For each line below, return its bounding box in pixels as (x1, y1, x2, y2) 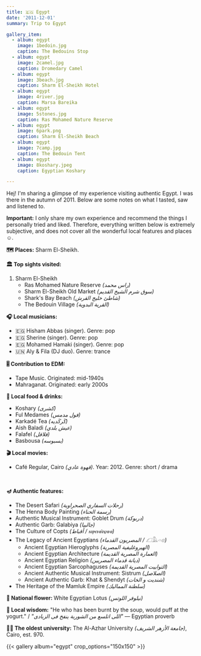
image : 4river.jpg (17, 94, 64, 100)
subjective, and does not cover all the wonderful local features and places (6, 227, 192, 235)
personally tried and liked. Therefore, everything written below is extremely (6, 221, 195, 228)
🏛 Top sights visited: (6, 261, 62, 268)
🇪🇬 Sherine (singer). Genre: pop (15, 334, 98, 341)
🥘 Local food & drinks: (6, 393, 63, 400)
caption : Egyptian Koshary (17, 167, 86, 174)
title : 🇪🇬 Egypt (6, 9, 51, 15)
